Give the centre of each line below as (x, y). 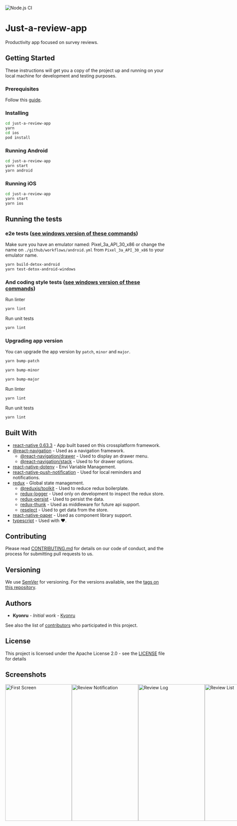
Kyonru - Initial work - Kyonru (44, 615)
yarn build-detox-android (32, 265)
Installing (17, 113)
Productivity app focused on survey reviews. (52, 42)
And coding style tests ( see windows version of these (73, 282)
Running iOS (21, 183)
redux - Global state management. (48, 483)
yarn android (19, 170)
